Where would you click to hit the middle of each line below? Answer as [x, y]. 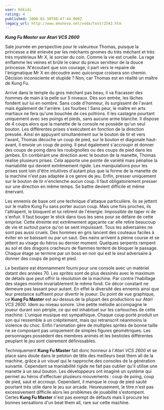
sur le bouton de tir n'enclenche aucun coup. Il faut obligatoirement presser [81, 181]
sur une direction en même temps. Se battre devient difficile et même [75, 186]
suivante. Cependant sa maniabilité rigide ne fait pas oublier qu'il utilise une [81, 366]
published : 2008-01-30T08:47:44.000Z [44, 19]
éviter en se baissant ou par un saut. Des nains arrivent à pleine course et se [82, 238]
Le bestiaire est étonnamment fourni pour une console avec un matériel [77, 268]
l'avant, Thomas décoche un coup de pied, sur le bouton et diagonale [75, 140]
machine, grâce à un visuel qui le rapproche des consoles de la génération [80, 361]
